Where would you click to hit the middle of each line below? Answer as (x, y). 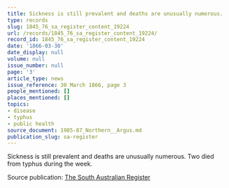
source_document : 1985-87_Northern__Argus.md (74, 130)
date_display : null (36, 53)
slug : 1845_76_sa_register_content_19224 (68, 26)
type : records (28, 20)
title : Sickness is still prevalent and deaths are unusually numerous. (115, 14)
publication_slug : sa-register (53, 136)
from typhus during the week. (50, 164)
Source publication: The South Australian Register (79, 178)
